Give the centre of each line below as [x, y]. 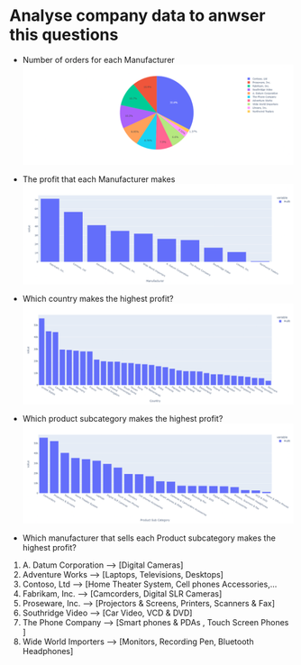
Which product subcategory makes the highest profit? [123, 418]
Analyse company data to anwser [137, 16]
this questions [64, 35]
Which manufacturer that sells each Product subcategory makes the [149, 538]
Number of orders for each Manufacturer [99, 59]
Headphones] [48, 651]
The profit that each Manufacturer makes [99, 179]
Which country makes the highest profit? [98, 299]
